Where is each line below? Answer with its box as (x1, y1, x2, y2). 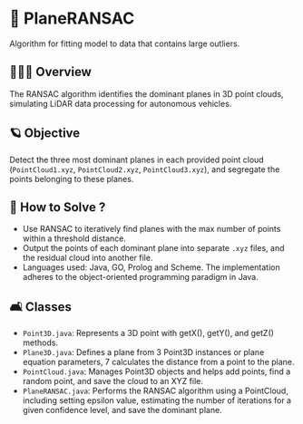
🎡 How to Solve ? (9, 199, 106, 215)
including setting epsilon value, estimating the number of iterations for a (22, 395, 292, 406)
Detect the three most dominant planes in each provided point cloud (9, 154, 265, 165)
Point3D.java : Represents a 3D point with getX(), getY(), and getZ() (22, 328, 275, 339)
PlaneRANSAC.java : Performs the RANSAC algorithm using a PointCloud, (22, 385, 288, 397)
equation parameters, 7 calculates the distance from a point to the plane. (22, 357, 295, 368)
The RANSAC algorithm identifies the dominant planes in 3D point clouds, (9, 88, 284, 99)
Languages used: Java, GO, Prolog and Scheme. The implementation (22, 262, 280, 273)
